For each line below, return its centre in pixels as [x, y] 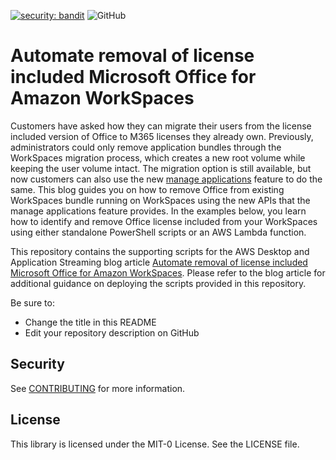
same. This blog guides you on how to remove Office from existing [147, 189]
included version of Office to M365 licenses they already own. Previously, [162, 136]
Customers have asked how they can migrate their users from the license [161, 126]
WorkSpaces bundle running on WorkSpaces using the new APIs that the [160, 200]
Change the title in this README [90, 322]
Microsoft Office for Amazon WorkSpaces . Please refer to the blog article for [168, 272]
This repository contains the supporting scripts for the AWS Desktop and [160, 251]
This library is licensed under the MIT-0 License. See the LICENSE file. [155, 444]
